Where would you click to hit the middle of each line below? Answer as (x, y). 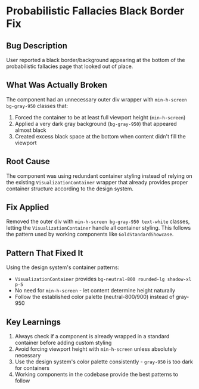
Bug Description (37, 46)
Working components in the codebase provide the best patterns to (97, 375)
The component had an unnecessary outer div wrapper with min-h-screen (97, 99)
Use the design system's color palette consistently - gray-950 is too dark (104, 362)
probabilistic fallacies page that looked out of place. (70, 66)
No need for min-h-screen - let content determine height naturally (95, 291)
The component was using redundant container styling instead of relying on (99, 176)
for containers (32, 368)
